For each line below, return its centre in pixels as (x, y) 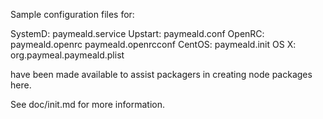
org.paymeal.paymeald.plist (67, 55)
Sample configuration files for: (72, 14)
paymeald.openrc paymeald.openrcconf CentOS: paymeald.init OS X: (153, 44)
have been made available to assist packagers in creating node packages (161, 74)
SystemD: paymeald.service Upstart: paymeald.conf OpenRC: (137, 33)
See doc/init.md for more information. (87, 104)
